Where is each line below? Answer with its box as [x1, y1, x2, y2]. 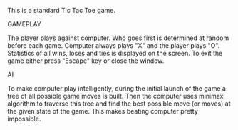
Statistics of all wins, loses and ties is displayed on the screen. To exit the [7, 49, 223, 57]
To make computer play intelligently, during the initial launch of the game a [7, 84, 227, 92]
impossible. [7, 114, 41, 123]
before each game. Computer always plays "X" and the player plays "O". [7, 41, 220, 49]
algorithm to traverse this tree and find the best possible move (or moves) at [7, 99, 231, 108]
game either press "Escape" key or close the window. [7, 56, 165, 65]
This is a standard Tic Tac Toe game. [7, 6, 116, 14]
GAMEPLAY [7, 20, 41, 28]
